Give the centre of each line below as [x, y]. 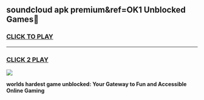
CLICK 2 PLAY [27, 59]
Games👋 [23, 20]
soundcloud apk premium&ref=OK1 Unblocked [96, 10]
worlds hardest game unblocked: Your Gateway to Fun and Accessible [97, 84]
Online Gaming [25, 90]
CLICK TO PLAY [30, 37]
